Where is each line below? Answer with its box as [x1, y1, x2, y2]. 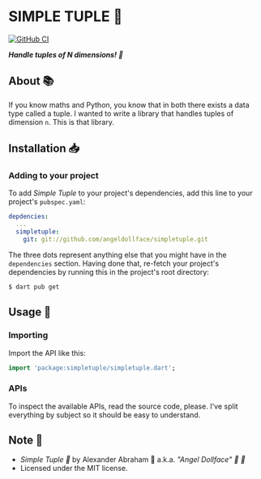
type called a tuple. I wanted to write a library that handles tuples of [8, 109, 234, 118]
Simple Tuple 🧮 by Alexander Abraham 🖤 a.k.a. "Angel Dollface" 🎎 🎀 [19, 455, 246, 464]
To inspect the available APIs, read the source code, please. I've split [8, 401, 238, 411]
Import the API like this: [8, 348, 87, 357]
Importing [8, 330, 49, 341]
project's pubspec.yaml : [8, 197, 86, 207]
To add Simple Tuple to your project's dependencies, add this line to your [8, 188, 253, 198]
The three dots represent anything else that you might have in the [8, 250, 227, 259]
